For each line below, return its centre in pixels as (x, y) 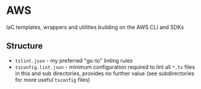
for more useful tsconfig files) (52, 79)
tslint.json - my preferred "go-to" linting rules (74, 60)
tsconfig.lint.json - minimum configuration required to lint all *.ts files (105, 67)
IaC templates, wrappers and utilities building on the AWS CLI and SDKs (95, 27)
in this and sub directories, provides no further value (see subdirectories (104, 73)
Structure (25, 46)
